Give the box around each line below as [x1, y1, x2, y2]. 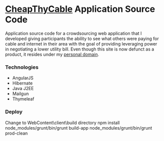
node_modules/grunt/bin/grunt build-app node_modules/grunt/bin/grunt [5, 125, 152, 131]
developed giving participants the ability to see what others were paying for [5, 36, 159, 42]
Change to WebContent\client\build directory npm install [5, 120, 120, 126]
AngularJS [12, 75, 34, 81]
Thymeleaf [12, 96, 35, 102]
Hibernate [12, 80, 33, 86]
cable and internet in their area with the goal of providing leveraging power [5, 41, 158, 47]
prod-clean [5, 130, 28, 136]
